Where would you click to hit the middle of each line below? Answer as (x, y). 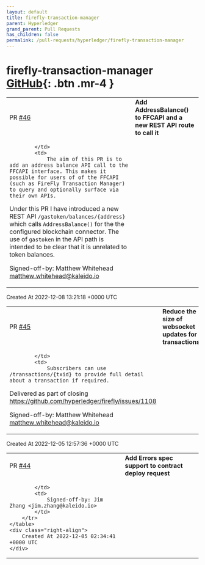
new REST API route (165, 125)
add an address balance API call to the (69, 165)
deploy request (147, 473)
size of (173, 319)
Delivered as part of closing (49, 393)
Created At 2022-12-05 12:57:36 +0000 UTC (63, 443)
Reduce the (179, 311)
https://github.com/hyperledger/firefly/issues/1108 (83, 401)
